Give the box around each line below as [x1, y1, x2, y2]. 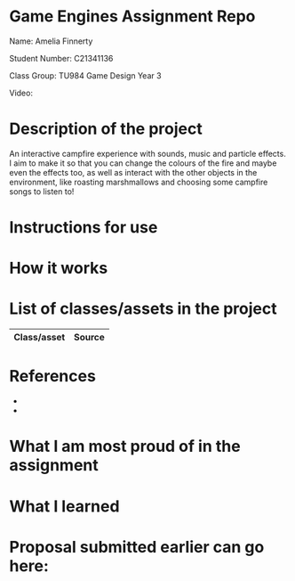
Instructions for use [9, 217, 158, 238]
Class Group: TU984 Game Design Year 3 [9, 70, 162, 81]
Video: [9, 87, 34, 98]
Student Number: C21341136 [9, 53, 114, 63]
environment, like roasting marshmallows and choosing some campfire [9, 176, 268, 187]
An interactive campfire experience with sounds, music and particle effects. [9, 148, 286, 159]
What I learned [9, 496, 120, 516]
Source [74, 331, 105, 344]
